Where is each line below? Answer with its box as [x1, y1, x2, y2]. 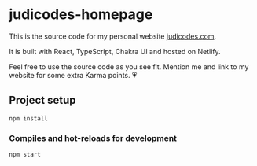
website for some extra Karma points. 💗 [9, 70, 138, 79]
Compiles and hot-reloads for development [9, 132, 178, 143]
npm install [9, 114, 48, 123]
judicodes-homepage [9, 6, 153, 24]
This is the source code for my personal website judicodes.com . [9, 31, 217, 41]
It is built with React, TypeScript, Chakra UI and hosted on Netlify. [9, 46, 221, 56]
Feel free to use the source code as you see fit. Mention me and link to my [9, 61, 249, 72]
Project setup [9, 94, 77, 107]
